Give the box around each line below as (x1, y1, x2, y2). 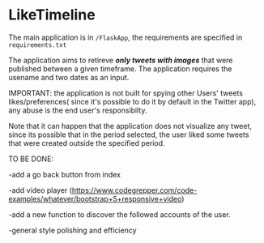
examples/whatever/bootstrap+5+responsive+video (8, 194, 182, 203)
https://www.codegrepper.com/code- (71, 185, 198, 195)
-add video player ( (8, 185, 73, 195)
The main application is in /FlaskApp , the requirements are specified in (8, 32, 243, 42)
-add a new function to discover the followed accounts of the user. (8, 209, 231, 220)
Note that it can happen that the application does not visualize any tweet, (8, 121, 253, 130)
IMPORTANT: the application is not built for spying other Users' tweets (8, 87, 243, 98)
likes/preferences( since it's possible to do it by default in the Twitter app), (8, 96, 257, 106)
